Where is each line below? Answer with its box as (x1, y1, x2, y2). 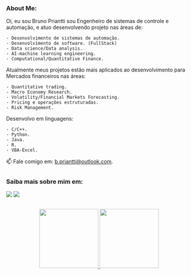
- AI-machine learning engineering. (6, 51, 96, 57)
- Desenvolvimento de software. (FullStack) (6, 40, 117, 47)
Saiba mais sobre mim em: (6, 177, 84, 186)
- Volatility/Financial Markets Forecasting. (6, 95, 120, 101)
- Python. (6, 132, 31, 138)
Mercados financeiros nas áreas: (6, 73, 86, 80)
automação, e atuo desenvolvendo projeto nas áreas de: (6, 24, 143, 31)
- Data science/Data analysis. (6, 46, 83, 51)
